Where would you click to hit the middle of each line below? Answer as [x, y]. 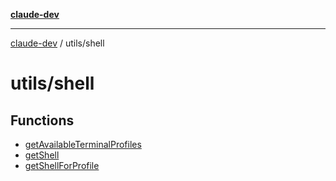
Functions [42, 120]
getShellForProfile [62, 165]
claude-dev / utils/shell [57, 43]
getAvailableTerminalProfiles [83, 144]
